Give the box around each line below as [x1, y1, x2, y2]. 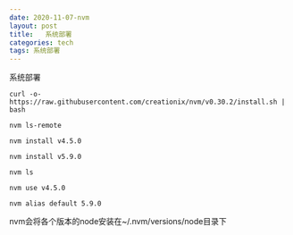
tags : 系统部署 [9, 46, 61, 55]
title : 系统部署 [9, 29, 73, 38]
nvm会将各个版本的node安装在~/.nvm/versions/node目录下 [9, 216, 227, 227]
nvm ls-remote [9, 122, 63, 130]
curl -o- [9, 90, 42, 99]
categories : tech [9, 38, 74, 47]
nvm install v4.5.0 [9, 137, 82, 146]
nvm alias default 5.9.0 [9, 199, 102, 208]
